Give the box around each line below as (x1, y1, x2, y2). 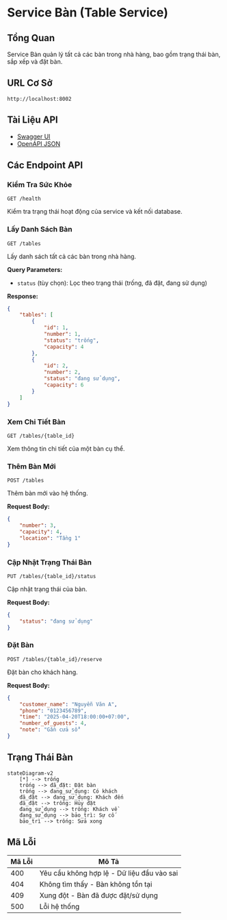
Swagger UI (16, 132, 51, 140)
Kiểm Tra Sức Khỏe (7, 179, 72, 189)
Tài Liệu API (7, 114, 58, 126)
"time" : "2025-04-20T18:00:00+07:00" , (19, 714, 130, 721)
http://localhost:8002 (7, 95, 72, 102)
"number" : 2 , (43, 369, 81, 376)
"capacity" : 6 (43, 382, 84, 388)
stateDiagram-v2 (7, 769, 53, 777)
